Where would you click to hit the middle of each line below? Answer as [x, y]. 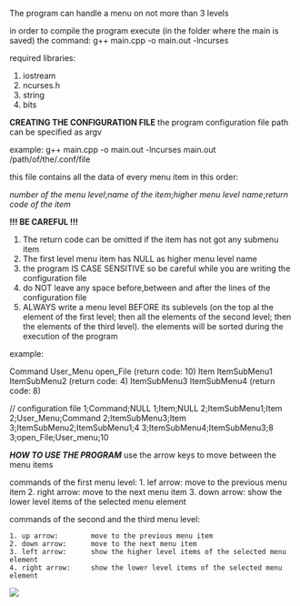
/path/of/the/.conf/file [50, 159]
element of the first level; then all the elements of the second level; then [157, 317]
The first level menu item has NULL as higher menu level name [140, 259]
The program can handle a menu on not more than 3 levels [119, 13]
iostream [39, 76]
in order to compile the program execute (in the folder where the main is [144, 30]
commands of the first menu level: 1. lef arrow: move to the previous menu [149, 482]
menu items [31, 465]
